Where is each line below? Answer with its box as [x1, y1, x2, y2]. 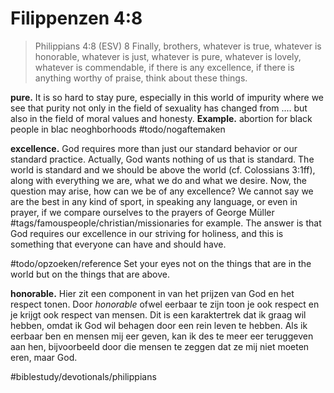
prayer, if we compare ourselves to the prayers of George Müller [10, 206, 275, 218]
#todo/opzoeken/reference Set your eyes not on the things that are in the [10, 257, 312, 269]
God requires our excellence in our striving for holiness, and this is [10, 227, 284, 239]
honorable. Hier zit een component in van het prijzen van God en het [10, 287, 295, 299]
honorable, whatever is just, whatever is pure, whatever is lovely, [34, 50, 302, 62]
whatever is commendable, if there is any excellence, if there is [34, 61, 295, 73]
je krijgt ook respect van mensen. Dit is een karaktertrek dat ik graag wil [10, 308, 307, 321]
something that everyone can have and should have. [10, 238, 227, 250]
